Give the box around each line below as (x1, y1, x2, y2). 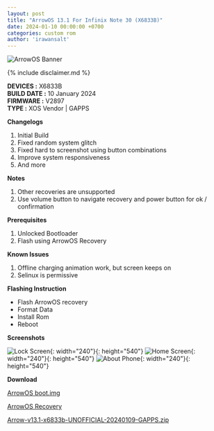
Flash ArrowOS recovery (17, 298, 88, 307)
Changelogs (7, 117, 44, 126)
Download (7, 375, 38, 384)
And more (17, 161, 47, 169)
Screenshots (7, 334, 45, 342)
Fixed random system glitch (17, 138, 97, 147)
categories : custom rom (7, 29, 76, 37)
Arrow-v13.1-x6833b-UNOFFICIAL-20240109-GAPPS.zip (7, 416, 169, 424)
